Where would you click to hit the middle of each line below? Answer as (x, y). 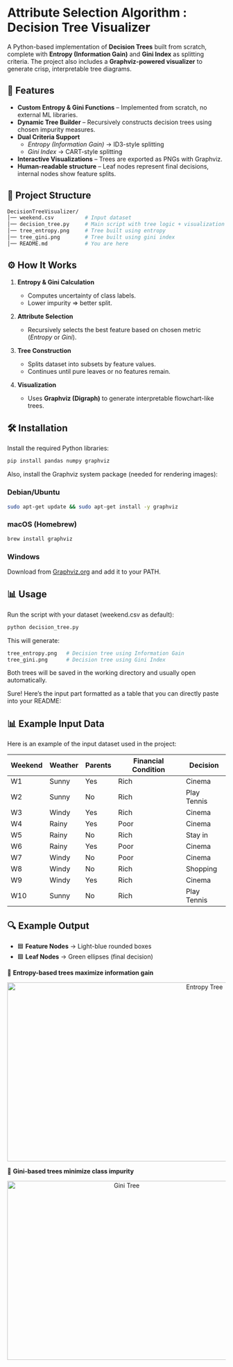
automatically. (27, 680)
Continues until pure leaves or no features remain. (99, 371)
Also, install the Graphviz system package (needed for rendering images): (113, 474)
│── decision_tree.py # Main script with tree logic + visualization (116, 224)
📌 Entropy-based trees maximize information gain (80, 973)
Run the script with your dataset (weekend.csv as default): (91, 614)
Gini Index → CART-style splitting (75, 151)
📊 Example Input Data (56, 724)
